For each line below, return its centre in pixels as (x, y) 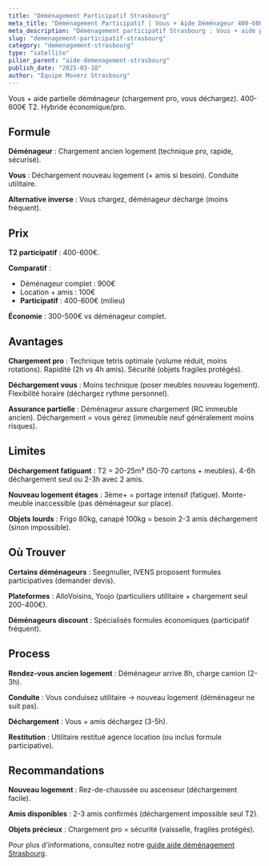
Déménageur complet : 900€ (68, 284)
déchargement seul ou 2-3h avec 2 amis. (76, 479)
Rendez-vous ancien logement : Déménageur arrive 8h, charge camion (127, 673)
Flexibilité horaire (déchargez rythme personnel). (89, 393)
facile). (20, 799)
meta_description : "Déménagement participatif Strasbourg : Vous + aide (132, 30)
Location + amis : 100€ (58, 292)
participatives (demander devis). (62, 580)
